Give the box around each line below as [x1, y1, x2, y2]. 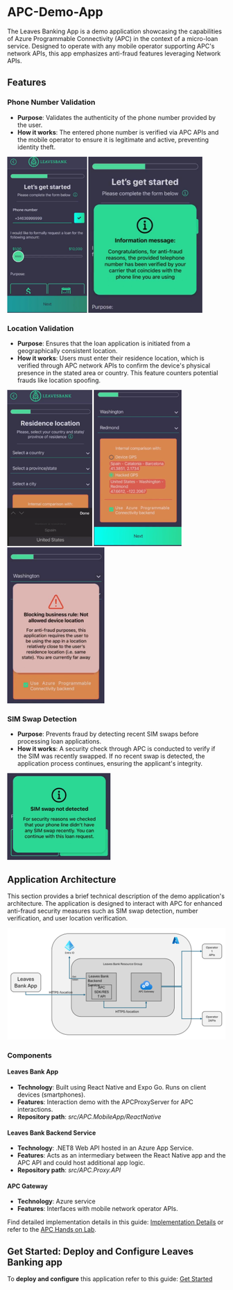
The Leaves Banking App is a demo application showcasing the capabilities [7, 27, 222, 35]
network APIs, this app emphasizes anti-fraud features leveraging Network [7, 49, 221, 58]
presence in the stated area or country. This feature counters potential [17, 368, 218, 377]
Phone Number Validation [7, 98, 96, 108]
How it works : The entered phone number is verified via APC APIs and [17, 128, 219, 136]
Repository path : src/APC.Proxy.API [17, 1166, 121, 1174]
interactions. [17, 1106, 53, 1114]
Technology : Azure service [17, 1197, 96, 1205]
